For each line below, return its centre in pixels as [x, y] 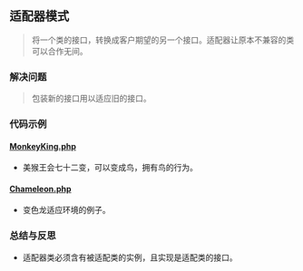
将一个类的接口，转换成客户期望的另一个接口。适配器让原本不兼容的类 [163, 40]
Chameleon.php [40, 189]
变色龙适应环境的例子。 [66, 210]
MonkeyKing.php [43, 146]
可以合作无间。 [59, 51]
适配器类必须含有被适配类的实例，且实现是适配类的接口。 [130, 257]
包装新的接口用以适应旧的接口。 [91, 99]
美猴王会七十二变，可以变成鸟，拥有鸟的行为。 [110, 168]
